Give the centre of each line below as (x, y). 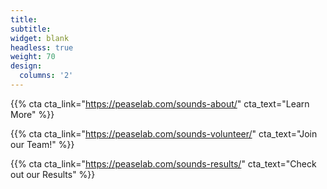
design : (26, 66)
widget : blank (40, 38)
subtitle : (31, 29)
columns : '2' (46, 76)
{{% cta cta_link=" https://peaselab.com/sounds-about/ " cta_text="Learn (160, 103)
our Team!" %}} (42, 144)
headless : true (42, 47)
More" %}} (32, 114)
